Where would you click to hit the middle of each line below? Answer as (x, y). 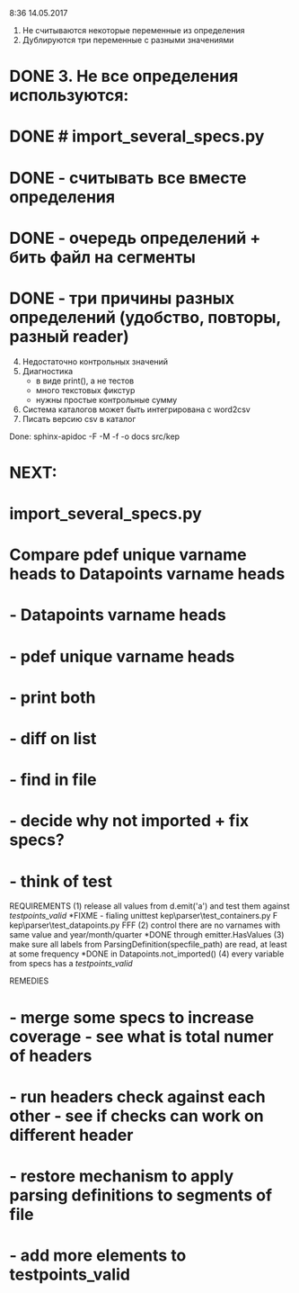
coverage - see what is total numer (141, 1036)
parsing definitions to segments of (141, 1195)
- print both (53, 697)
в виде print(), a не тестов (85, 381)
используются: (69, 96)
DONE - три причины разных (122, 298)
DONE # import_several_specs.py (137, 136)
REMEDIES (29, 981)
